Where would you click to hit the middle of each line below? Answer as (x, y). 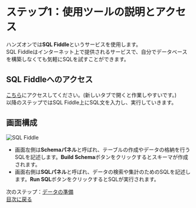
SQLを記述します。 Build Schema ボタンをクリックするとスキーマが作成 (102, 157)
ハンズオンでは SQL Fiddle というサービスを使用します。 (74, 44)
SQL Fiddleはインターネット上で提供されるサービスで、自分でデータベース (97, 51)
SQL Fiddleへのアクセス (50, 79)
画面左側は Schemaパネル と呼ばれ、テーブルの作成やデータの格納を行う (102, 149)
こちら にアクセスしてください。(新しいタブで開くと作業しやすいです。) (92, 95)
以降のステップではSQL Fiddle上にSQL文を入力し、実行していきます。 (92, 102)
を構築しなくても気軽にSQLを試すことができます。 (68, 59)
